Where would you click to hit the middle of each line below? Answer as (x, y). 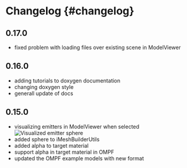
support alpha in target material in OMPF (64, 152)
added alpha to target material (51, 145)
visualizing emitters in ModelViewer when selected (77, 126)
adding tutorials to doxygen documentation (67, 80)
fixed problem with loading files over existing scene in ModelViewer (97, 47)
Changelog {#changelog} (70, 11)
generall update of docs (44, 93)
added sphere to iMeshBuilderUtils (57, 139)
